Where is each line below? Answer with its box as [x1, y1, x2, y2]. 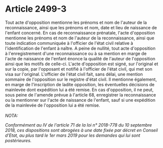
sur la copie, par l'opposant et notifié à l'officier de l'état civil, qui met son [5, 66, 152, 72]
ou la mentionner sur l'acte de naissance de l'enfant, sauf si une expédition [5, 97, 156, 103]
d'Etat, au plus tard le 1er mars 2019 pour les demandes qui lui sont [5, 132, 141, 138]
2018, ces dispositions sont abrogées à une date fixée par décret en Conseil [5, 127, 158, 133]
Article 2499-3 [5, 3, 67, 15]
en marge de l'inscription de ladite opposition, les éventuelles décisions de [5, 81, 155, 87]
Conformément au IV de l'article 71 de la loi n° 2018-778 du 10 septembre [5, 122, 152, 128]
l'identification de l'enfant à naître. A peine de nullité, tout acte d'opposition [5, 45, 156, 51]
